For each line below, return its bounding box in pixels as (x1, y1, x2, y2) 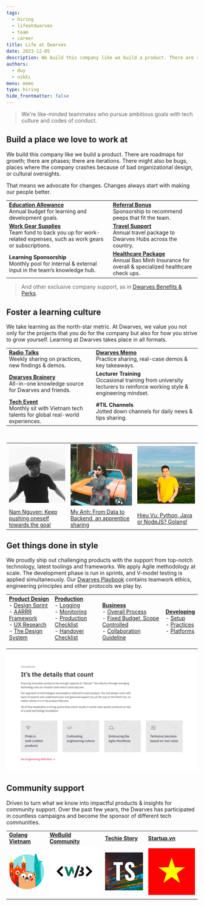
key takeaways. (96, 362, 135, 369)
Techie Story (104, 834, 138, 842)
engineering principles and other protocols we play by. (6, 582, 143, 590)
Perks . (21, 289, 38, 297)
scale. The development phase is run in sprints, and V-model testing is (6, 570, 183, 577)
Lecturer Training (96, 370, 141, 378)
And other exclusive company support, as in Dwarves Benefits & (21, 283, 182, 290)
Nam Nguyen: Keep (8, 508, 58, 516)
